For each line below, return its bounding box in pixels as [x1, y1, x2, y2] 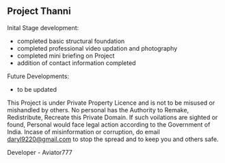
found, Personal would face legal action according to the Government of [7, 120, 211, 129]
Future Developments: [7, 72, 70, 80]
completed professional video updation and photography [16, 44, 178, 52]
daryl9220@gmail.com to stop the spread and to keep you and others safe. [7, 135, 219, 143]
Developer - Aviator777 [7, 148, 73, 156]
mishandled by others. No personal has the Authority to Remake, [7, 105, 189, 114]
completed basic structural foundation [16, 37, 125, 45]
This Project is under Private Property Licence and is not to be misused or [7, 99, 215, 107]
